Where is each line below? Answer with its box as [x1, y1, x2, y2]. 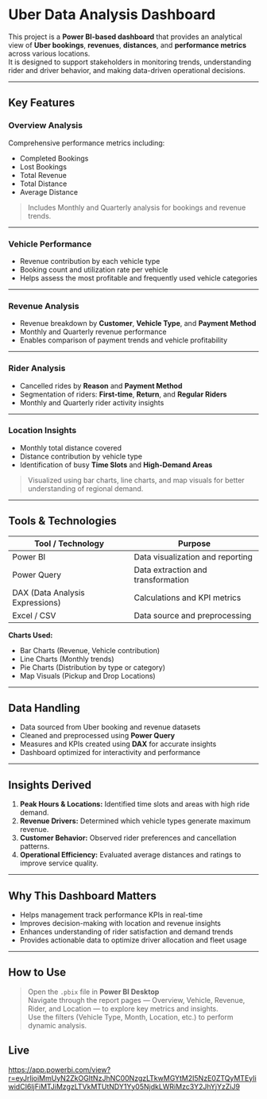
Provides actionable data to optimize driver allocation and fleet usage [19, 935, 247, 945]
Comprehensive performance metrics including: [8, 137, 165, 148]
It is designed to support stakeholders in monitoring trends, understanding [8, 57, 252, 67]
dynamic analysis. [27, 1020, 87, 1030]
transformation [133, 574, 189, 585]
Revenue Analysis [8, 300, 79, 312]
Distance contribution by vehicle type [19, 451, 143, 461]
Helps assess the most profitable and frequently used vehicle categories [19, 273, 258, 283]
